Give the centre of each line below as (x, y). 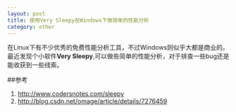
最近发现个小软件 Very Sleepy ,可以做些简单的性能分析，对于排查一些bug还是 (118, 56)
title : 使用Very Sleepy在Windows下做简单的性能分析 (78, 20)
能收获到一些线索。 (35, 65)
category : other (31, 27)
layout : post (26, 14)
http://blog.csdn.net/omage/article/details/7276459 (92, 101)
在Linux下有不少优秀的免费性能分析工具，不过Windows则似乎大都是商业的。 (118, 48)
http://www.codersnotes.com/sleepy (71, 94)
